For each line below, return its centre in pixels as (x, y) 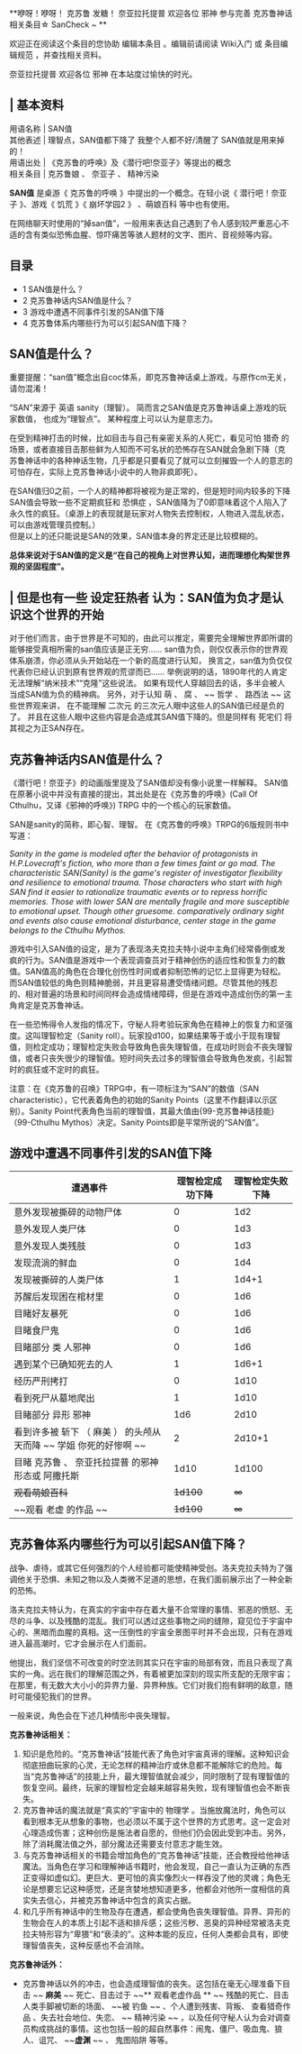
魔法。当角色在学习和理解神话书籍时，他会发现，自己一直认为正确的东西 (156, 1866)
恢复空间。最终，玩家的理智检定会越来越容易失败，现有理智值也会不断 (152, 1787)
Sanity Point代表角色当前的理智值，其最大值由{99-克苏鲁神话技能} (151, 1111)
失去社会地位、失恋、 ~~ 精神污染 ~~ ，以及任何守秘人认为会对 (158, 2017)
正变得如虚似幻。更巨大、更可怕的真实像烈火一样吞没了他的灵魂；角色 (152, 1877)
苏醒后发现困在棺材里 (59, 1296)
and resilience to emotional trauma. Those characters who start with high (146, 882)
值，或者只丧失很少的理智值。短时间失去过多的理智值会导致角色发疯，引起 (147, 1058)
